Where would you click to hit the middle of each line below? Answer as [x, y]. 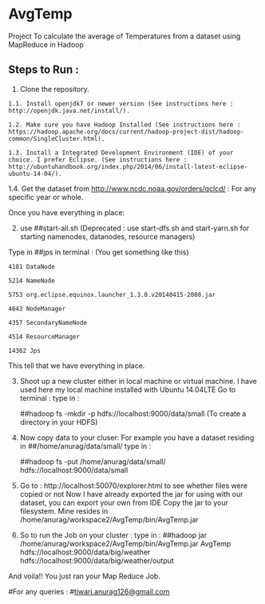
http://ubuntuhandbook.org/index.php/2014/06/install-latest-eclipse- [128, 166]
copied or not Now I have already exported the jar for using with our [131, 494]
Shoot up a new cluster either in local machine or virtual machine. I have [138, 381]
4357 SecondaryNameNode [48, 322]
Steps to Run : [44, 70]
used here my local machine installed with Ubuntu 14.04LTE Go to [128, 390]
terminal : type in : [49, 398]
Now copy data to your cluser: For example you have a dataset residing [137, 438]
